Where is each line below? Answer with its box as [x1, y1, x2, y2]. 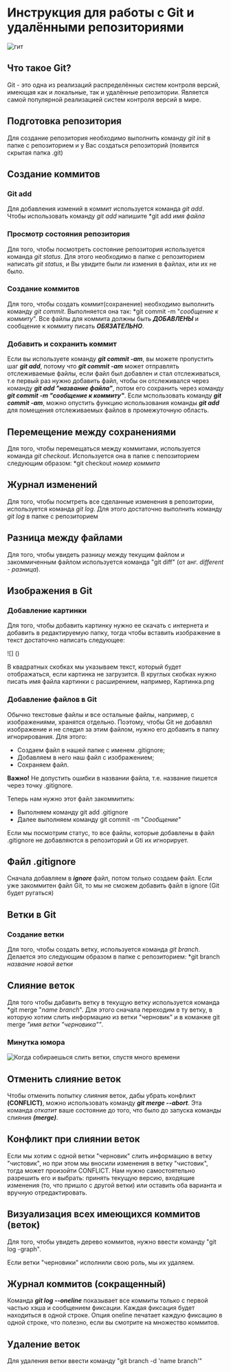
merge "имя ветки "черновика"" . [7, 1020, 104, 1028]
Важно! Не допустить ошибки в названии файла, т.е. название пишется [7, 774, 218, 782]
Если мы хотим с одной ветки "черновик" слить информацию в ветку [7, 1151, 212, 1160]
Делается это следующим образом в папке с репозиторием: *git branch [7, 952, 220, 961]
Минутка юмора [7, 1037, 65, 1047]
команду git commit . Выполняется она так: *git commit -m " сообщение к [7, 307, 219, 315]
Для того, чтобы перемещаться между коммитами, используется [7, 444, 201, 453]
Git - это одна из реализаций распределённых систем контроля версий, [7, 81, 220, 89]
